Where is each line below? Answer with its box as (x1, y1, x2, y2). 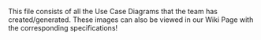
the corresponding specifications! (8, 24, 118, 32)
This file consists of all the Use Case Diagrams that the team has (8, 7, 218, 16)
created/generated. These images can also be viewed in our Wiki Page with (8, 15, 254, 24)
